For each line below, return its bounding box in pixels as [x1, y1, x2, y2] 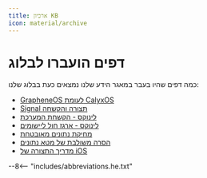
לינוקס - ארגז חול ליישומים [19, 121, 99, 130]
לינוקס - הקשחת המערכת [19, 113, 98, 122]
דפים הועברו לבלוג [8, 53, 125, 72]
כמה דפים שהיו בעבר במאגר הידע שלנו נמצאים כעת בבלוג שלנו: [8, 80, 200, 89]
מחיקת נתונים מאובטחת [19, 129, 93, 139]
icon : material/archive [8, 19, 88, 27]
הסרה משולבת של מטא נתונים [19, 137, 111, 148]
